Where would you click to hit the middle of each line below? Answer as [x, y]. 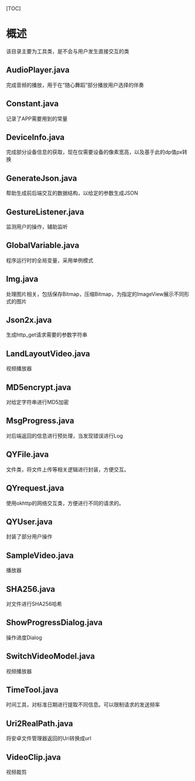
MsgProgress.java [40, 421]
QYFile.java [28, 454]
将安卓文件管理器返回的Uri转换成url [49, 738]
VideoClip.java [34, 757]
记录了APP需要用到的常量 [37, 118]
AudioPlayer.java [38, 70]
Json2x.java [29, 320]
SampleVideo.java [40, 555]
